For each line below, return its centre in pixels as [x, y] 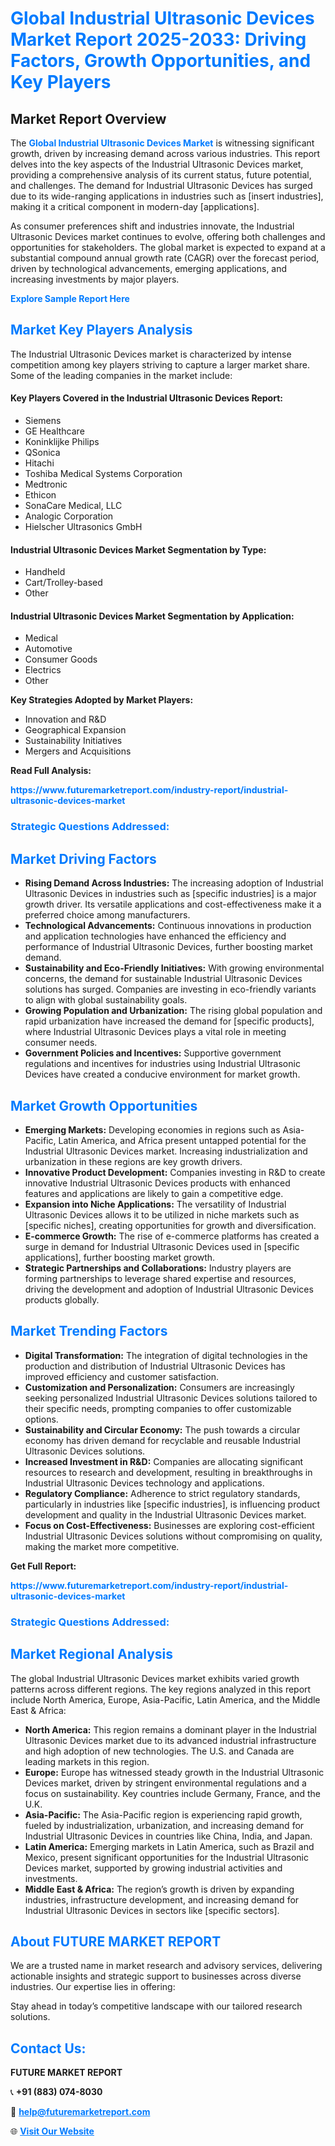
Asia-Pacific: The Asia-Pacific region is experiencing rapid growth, [163, 1814]
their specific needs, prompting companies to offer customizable [158, 1408]
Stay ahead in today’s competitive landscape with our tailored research [156, 2006]
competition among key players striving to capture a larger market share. [160, 364]
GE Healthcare [54, 431]
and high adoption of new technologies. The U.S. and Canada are [159, 1751]
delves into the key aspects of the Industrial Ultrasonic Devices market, [157, 164]
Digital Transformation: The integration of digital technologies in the [166, 1355]
